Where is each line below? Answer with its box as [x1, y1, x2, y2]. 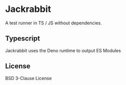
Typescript [5, 34, 40, 43]
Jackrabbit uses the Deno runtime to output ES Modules [5, 47, 121, 53]
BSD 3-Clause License [5, 75, 52, 81]
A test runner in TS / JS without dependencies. [5, 20, 102, 26]
